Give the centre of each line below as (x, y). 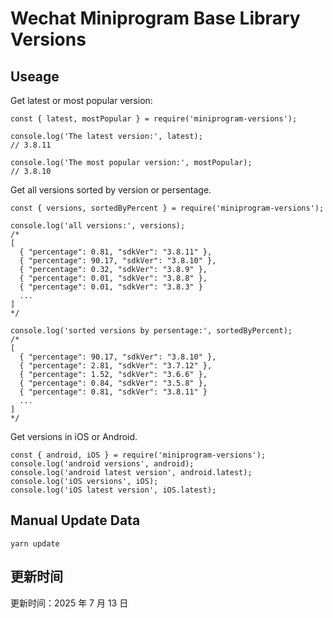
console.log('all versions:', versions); (98, 226)
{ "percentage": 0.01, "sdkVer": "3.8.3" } (111, 287)
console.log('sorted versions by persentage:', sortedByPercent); (151, 331)
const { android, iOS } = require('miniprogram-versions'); (138, 455)
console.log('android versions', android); (102, 464)
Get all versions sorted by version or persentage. (111, 190)
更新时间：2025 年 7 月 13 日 (69, 603)
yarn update (35, 543)
